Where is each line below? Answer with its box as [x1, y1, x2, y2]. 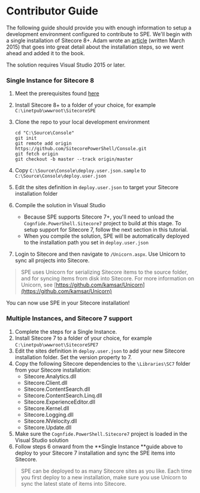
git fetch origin [14, 151, 59, 157]
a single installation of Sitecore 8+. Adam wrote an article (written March [6, 37, 185, 44]
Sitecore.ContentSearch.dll [23, 386, 90, 393]
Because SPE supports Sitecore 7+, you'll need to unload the [23, 213, 175, 220]
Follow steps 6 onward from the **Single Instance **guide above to [14, 443, 183, 450]
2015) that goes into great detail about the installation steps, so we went [6, 43, 184, 50]
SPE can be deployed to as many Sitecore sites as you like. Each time [20, 467, 192, 474]
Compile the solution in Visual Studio [14, 202, 106, 209]
